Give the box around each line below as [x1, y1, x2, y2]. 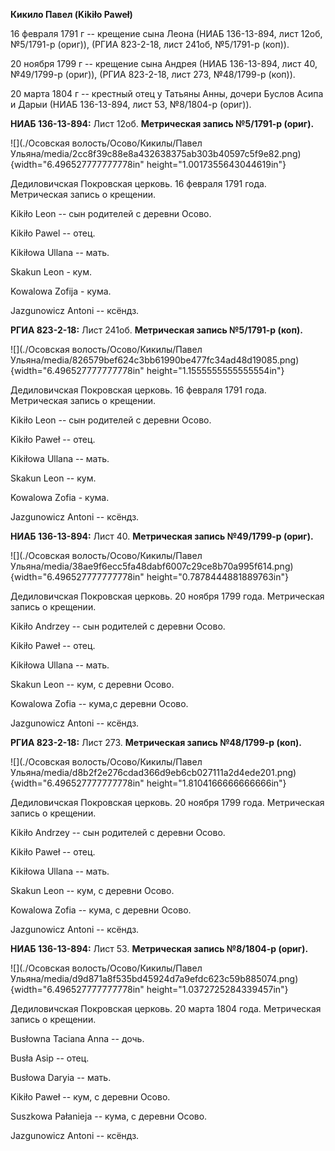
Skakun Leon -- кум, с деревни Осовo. [10, 679, 175, 690]
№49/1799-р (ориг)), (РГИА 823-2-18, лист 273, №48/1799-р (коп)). [10, 69, 296, 80]
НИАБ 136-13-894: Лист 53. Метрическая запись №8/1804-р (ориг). [10, 943, 309, 954]
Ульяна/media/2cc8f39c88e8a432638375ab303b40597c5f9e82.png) [10, 148, 302, 159]
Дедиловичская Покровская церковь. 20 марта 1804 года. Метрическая [10, 1003, 322, 1014]
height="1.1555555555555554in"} [146, 365, 285, 376]
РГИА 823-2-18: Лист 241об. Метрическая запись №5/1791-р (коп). [10, 324, 303, 336]
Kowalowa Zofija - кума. [10, 285, 112, 297]
